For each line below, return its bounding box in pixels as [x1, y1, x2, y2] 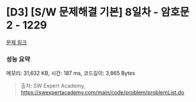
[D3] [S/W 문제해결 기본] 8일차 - [6, 5, 159, 19]
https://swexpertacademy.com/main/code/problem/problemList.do [20, 89, 185, 96]
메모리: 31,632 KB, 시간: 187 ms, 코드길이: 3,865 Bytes [6, 69, 135, 77]
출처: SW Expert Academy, [20, 82, 86, 90]
